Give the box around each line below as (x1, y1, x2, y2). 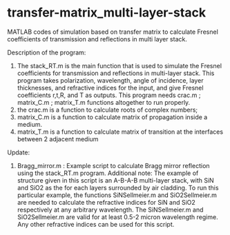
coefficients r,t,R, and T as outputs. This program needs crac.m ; (17, 91, 201, 99)
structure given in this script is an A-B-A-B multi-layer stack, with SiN (17, 176, 214, 184)
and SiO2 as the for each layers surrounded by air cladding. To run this (17, 183, 219, 192)
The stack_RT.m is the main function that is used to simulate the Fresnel (17, 61, 222, 70)
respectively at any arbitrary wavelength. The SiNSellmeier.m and (17, 205, 204, 214)
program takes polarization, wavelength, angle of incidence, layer (17, 76, 204, 84)
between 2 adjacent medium (17, 134, 99, 143)
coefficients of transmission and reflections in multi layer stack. (7, 34, 188, 43)
